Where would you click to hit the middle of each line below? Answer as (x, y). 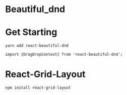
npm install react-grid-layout (38, 88)
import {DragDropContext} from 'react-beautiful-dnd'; (64, 55)
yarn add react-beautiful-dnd (37, 46)
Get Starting (31, 32)
